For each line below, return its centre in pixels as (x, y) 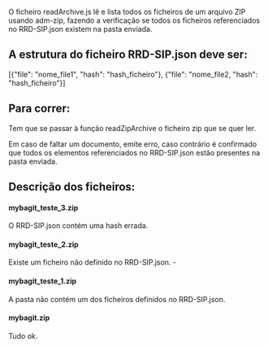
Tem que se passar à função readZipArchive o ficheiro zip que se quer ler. (132, 128)
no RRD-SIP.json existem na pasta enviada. (80, 29)
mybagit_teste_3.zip (43, 208)
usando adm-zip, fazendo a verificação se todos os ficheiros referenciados (134, 20)
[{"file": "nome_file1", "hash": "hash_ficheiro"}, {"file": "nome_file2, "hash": (133, 74)
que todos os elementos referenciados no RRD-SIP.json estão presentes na (134, 152)
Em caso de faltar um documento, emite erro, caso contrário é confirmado (133, 144)
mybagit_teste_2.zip (43, 244)
